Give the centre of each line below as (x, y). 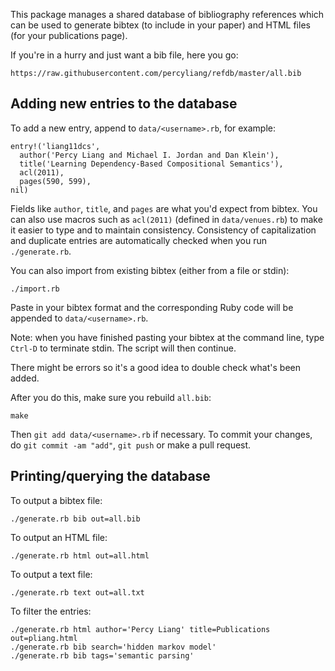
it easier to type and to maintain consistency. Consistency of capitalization (163, 230)
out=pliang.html (44, 638)
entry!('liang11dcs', (55, 146)
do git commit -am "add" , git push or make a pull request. (131, 445)
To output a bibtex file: (56, 500)
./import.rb (35, 289)
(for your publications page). (69, 35)
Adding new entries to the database (124, 104)
